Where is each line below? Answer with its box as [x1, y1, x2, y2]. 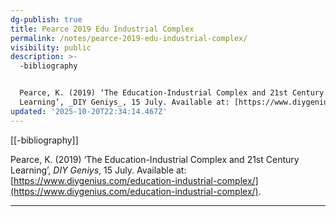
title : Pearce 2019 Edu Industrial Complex [10, 24, 195, 34]
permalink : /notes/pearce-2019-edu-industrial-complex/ [10, 33, 248, 43]
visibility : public [10, 42, 92, 53]
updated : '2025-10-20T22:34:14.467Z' [10, 106, 168, 116]
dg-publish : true [10, 14, 83, 25]
